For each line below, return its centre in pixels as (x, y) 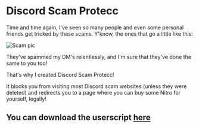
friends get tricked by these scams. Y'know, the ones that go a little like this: (100, 33)
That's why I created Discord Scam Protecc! (60, 74)
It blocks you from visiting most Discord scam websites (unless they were (97, 86)
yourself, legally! (26, 99)
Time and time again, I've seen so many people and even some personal (95, 27)
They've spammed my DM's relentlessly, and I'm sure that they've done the (99, 57)
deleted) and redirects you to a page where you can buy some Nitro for (93, 92)
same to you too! (27, 63)
